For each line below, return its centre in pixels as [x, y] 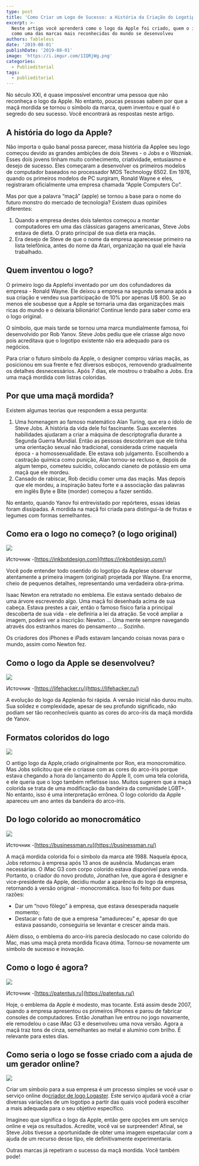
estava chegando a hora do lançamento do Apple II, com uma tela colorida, [98, 775]
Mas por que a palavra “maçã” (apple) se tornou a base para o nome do [94, 196]
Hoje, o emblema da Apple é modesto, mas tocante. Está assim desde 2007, [99, 1004]
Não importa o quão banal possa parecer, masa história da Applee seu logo [98, 147]
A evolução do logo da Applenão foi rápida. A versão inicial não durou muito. [99, 700]
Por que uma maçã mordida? [60, 396]
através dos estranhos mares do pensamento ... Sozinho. [76, 627]
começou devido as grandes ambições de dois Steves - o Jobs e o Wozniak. [99, 153]
